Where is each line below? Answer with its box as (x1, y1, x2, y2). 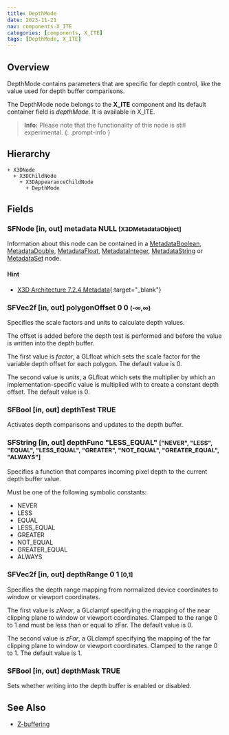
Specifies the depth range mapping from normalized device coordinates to (7, 585, 219, 594)
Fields (7, 203, 34, 215)
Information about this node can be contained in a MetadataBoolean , (7, 239, 201, 248)
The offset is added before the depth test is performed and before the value (7, 332, 222, 340)
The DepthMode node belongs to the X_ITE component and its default (7, 100, 206, 108)
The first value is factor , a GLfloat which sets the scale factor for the (7, 352, 201, 361)
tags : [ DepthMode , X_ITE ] (7, 36, 81, 43)
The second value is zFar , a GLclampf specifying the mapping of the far (7, 634, 211, 642)
